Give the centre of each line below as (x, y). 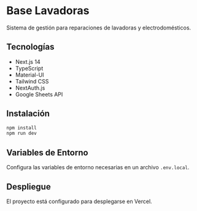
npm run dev (21, 133)
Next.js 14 (28, 61)
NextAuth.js (30, 88)
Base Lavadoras (48, 11)
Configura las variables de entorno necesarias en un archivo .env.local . (98, 167)
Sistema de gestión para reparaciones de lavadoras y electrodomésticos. (99, 28)
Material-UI (29, 75)
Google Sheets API (39, 94)
